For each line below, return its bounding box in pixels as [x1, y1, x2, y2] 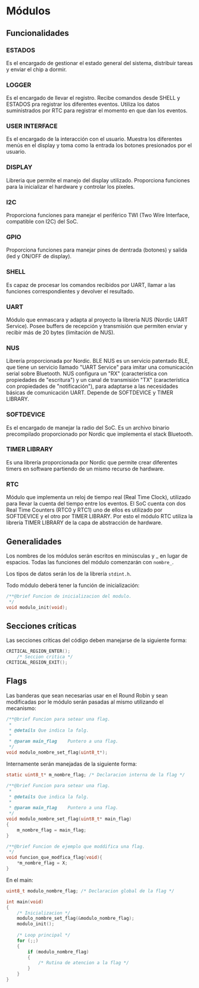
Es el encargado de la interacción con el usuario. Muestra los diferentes [6, 136, 182, 143]
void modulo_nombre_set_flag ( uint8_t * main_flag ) [6, 816, 132, 822]
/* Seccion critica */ [17, 654, 73, 660]
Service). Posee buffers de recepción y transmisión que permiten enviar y [6, 322, 188, 329]
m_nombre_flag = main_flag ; [17, 827, 86, 833]
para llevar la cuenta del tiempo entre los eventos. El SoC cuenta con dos [6, 500, 186, 507]
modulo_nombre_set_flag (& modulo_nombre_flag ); [17, 916, 135, 922]
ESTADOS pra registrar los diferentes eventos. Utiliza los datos [6, 100, 160, 108]
